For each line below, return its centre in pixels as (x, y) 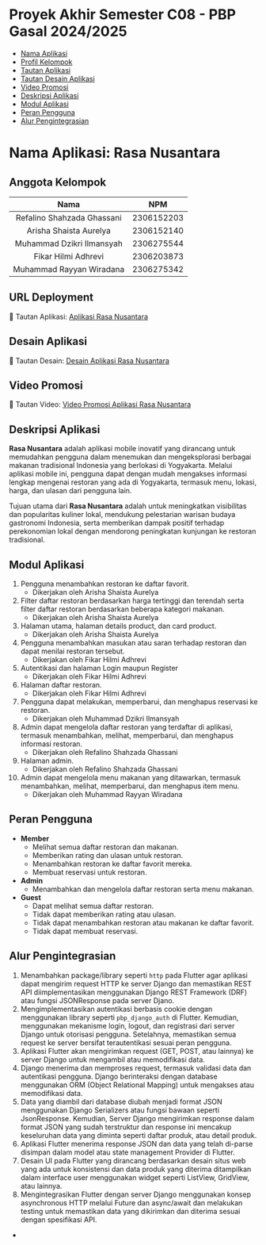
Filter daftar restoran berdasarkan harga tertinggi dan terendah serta (132, 601)
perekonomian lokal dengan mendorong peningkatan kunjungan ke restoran (133, 531)
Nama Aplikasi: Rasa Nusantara (115, 153)
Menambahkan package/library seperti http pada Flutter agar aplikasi (134, 975)
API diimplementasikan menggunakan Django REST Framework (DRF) (134, 992)
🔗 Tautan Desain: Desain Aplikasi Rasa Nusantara (89, 360)
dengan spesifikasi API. (59, 1220)
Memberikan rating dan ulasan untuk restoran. (108, 855)
